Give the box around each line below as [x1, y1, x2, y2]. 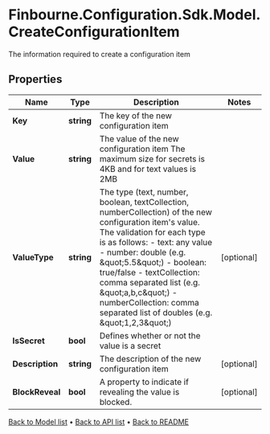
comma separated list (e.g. [99, 276, 201, 288]
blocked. [99, 396, 133, 407]
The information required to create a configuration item [8, 49, 190, 59]
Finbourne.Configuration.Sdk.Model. [8, 6, 261, 24]
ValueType [12, 252, 54, 263]
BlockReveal [12, 386, 61, 397]
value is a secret [99, 340, 162, 351]
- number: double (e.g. [99, 247, 186, 258]
